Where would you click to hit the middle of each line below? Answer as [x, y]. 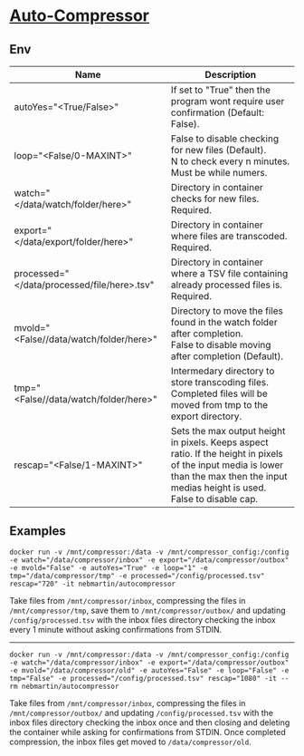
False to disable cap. [214, 499]
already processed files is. [227, 285]
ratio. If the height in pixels [227, 454]
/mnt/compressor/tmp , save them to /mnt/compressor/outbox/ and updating [148, 610]
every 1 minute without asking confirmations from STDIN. [116, 629]
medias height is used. [218, 488]
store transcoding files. [219, 382]
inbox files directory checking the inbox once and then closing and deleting [150, 722]
